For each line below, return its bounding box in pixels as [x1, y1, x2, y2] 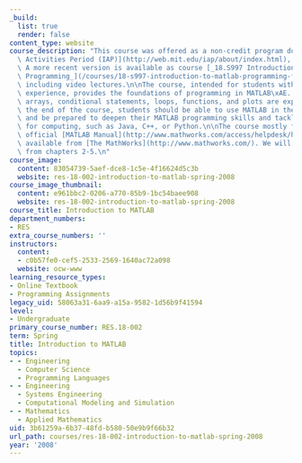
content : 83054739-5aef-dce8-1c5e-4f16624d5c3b [17, 164, 200, 173]
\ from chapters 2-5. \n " [17, 147, 111, 156]
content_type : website [9, 38, 94, 48]
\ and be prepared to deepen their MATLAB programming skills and [17, 113, 271, 123]
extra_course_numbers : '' [9, 231, 106, 240]
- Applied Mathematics [17, 415, 102, 424]
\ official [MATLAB [17, 131, 91, 140]
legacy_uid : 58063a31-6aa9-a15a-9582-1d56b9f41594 [9, 298, 203, 307]
